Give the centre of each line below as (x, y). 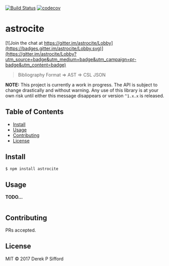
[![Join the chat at (24, 43)
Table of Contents (35, 112)
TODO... (14, 197)
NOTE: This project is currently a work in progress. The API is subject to (81, 84)
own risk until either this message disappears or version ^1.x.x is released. (85, 96)
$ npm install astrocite (32, 169)
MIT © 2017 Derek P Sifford (34, 259)
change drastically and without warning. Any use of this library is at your (82, 90)
